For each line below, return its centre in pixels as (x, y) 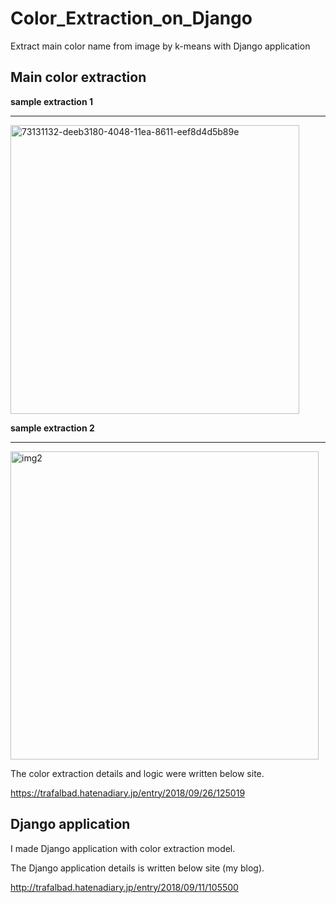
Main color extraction (78, 77)
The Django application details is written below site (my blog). (137, 868)
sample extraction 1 (51, 101)
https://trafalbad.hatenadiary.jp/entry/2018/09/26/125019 (128, 793)
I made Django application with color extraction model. (123, 848)
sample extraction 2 (52, 428)
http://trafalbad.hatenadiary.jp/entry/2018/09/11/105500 (124, 887)
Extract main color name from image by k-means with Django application (160, 46)
